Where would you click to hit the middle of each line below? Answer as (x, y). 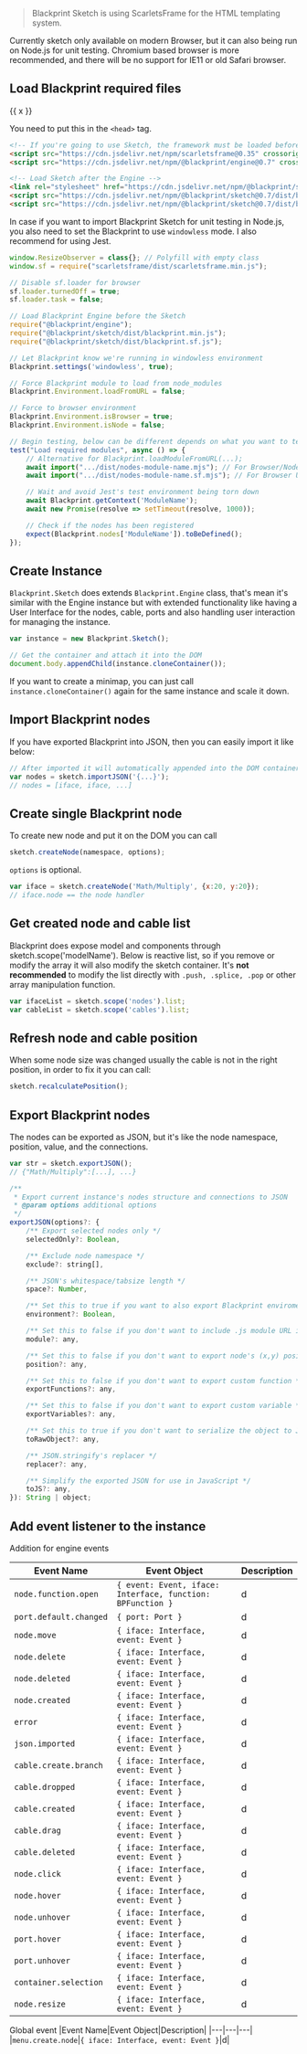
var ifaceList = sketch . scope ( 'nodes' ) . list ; (97, 1001)
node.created (42, 1700)
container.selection (58, 1982)
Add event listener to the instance (108, 1526)
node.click (37, 1874)
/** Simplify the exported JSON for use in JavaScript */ (138, 1481)
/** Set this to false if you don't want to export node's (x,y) (153, 1356)
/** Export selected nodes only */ (94, 1231)
